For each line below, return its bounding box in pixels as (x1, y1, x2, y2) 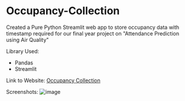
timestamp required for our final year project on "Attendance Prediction (6, 30, 179, 37)
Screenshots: (6, 88, 38, 95)
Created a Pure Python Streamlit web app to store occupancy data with (6, 24, 180, 31)
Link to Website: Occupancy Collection (6, 77, 100, 84)
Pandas (14, 59, 34, 66)
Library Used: (6, 47, 40, 54)
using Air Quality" (6, 36, 49, 43)
